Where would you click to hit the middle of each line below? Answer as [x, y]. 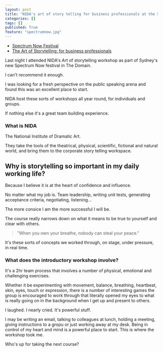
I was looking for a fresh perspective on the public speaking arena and [75, 84]
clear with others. [23, 224]
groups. [13, 104]
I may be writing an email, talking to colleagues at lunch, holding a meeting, [80, 320]
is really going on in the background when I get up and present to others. [78, 301]
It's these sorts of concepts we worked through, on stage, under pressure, [79, 243]
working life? [25, 174]
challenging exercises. [27, 276]
